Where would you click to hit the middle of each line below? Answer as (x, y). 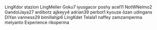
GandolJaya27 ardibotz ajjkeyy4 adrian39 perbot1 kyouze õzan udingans (78, 12)
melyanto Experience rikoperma (37, 22)
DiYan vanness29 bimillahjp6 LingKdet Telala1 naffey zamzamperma (73, 17)
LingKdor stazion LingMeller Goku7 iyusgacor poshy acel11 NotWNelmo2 (78, 7)
